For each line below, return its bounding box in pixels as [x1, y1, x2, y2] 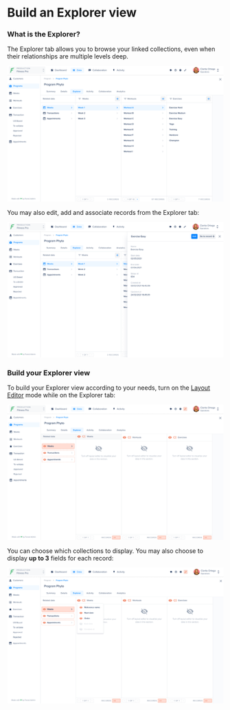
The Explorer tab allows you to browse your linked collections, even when [7, 45, 216, 53]
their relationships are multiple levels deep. [7, 52, 129, 61]
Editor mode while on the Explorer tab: [7, 391, 115, 399]
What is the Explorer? [7, 30, 80, 39]
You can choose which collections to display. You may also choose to [7, 546, 204, 555]
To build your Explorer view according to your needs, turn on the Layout [7, 384, 211, 392]
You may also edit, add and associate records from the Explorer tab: [7, 208, 200, 216]
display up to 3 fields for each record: [7, 554, 114, 562]
